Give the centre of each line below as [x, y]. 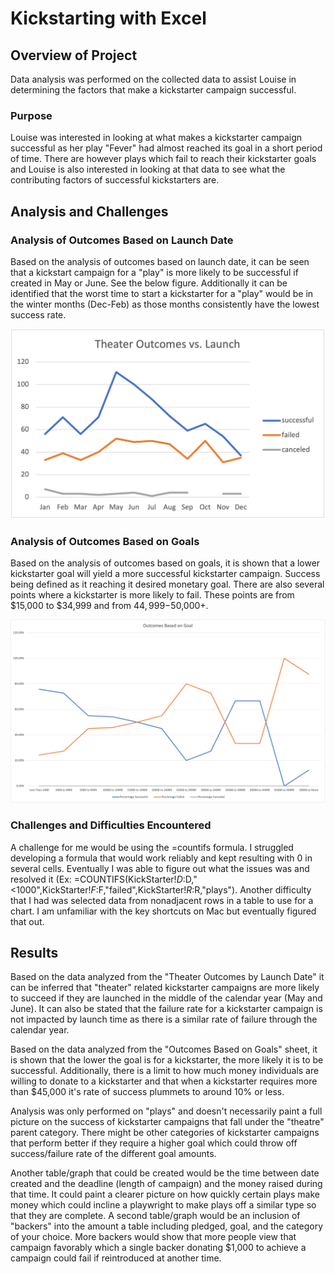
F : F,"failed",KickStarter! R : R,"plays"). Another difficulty [201, 889]
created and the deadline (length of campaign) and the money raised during [166, 1184]
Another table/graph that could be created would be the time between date [165, 1173]
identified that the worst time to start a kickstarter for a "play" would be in [162, 293]
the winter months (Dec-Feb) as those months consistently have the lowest [165, 304]
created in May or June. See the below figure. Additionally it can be [149, 283]
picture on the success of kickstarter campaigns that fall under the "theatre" [167, 1122]
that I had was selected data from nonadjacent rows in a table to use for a [162, 900]
